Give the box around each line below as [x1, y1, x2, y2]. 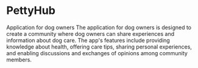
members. [6, 56, 32, 63]
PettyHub [6, 4, 56, 18]
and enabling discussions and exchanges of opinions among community [6, 49, 188, 56]
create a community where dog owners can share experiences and [6, 30, 175, 37]
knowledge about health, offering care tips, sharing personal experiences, [6, 43, 192, 50]
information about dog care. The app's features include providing [6, 36, 171, 44]
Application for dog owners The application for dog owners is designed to [6, 24, 192, 31]
